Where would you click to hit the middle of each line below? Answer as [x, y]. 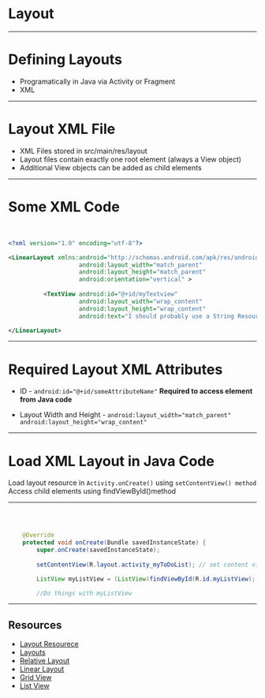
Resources [35, 625]
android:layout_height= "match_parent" [142, 272]
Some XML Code [64, 207]
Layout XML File [62, 129]
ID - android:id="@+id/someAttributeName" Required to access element [136, 391]
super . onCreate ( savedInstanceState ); [98, 550]
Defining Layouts [65, 60]
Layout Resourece [49, 644]
